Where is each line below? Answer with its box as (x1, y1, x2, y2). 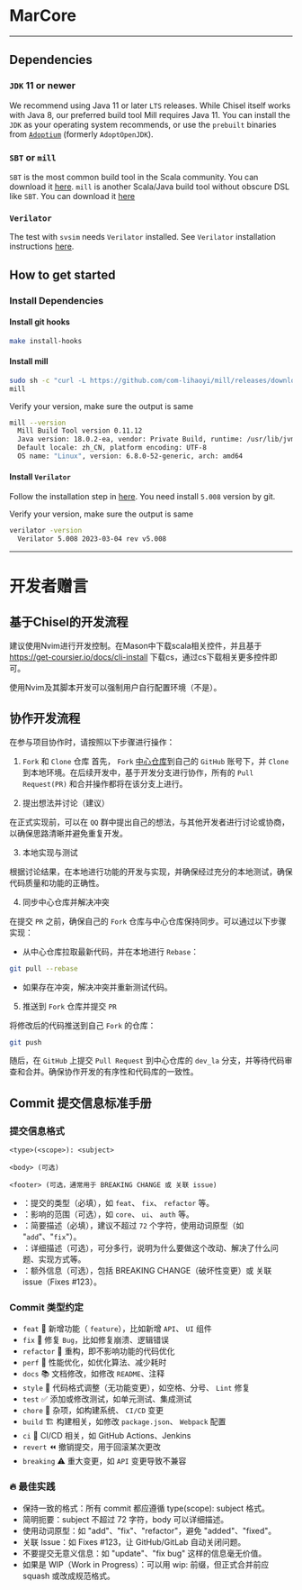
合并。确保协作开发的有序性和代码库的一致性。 (24, 1066, 199, 1077)
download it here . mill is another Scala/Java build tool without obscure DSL (9, 181, 290, 192)
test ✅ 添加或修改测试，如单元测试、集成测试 (22, 1394, 192, 1404)
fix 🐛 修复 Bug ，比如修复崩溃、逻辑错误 (22, 1335, 169, 1346)
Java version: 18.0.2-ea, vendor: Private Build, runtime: (17, 434, 244, 444)
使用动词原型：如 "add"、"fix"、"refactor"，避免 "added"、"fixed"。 (22, 1525, 277, 1536)
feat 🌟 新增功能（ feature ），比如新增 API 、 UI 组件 (22, 1323, 213, 1334)
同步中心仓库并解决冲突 (22, 896, 110, 907)
